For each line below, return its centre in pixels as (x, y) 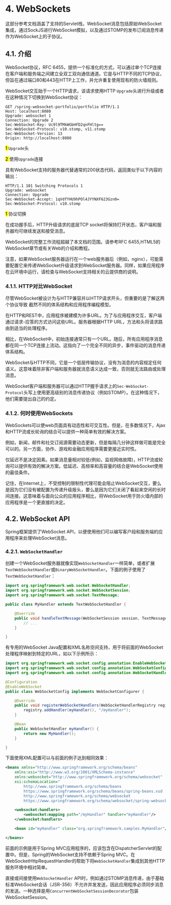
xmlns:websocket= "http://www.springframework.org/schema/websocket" (89, 777)
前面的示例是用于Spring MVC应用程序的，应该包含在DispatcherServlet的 (81, 848)
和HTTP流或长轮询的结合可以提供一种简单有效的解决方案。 (67, 432)
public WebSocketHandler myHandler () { (57, 729)
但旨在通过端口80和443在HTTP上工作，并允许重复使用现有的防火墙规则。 (83, 80)
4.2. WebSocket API (38, 518)
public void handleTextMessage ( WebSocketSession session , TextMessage (91, 618)
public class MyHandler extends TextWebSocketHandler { (66, 604)
